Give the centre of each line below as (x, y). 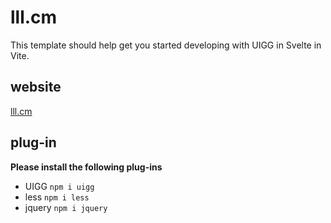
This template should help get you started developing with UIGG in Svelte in (166, 45)
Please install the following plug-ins (86, 167)
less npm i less (57, 197)
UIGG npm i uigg (59, 186)
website (36, 87)
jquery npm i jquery (66, 207)
